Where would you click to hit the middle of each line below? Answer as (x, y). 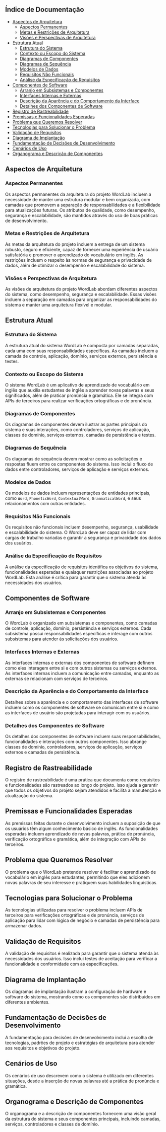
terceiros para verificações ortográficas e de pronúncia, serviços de (75, 915)
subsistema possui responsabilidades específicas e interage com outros (79, 634)
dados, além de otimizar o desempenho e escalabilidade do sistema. (75, 265)
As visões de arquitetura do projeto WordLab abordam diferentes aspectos (81, 289)
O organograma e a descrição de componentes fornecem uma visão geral (81, 1114)
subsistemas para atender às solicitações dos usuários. (62, 639)
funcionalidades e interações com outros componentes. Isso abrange (76, 742)
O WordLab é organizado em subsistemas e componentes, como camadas (81, 623)
